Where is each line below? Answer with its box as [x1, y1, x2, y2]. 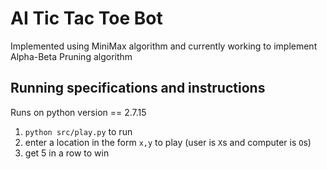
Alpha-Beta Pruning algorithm [10, 50, 133, 62]
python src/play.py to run [24, 125, 133, 137]
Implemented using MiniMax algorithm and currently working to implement [10, 40, 318, 52]
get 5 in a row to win [24, 147, 110, 159]
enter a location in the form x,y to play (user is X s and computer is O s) [24, 136, 312, 148]
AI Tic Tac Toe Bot [10, 7, 163, 30]
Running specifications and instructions [10, 80, 266, 97]
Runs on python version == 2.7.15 [10, 106, 147, 118]
